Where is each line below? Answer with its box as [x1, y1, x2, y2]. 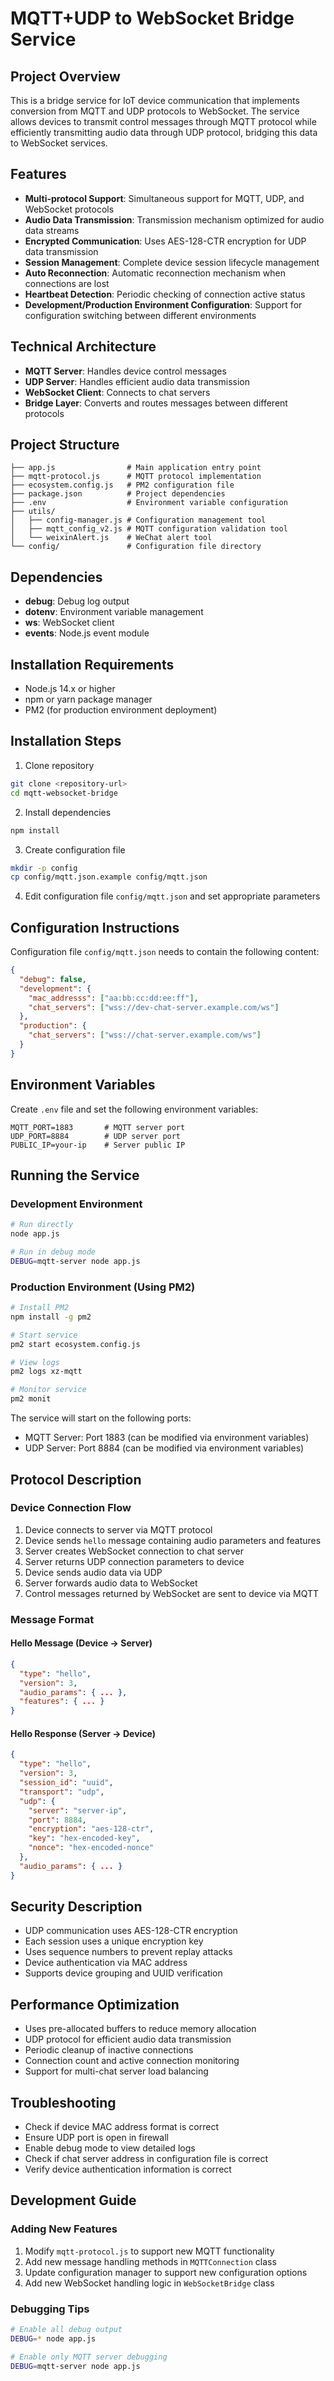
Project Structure [10, 437, 120, 454]
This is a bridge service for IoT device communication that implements [10, 95, 300, 106]
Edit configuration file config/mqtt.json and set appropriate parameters [24, 890, 321, 902]
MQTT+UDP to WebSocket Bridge [10, 7, 295, 30]
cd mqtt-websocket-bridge [10, 788, 118, 798]
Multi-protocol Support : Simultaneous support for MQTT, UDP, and [24, 192, 305, 204]
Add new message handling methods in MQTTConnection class [24, 2255, 277, 2267]
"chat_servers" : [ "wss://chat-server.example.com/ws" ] [28, 1030, 262, 1041]
